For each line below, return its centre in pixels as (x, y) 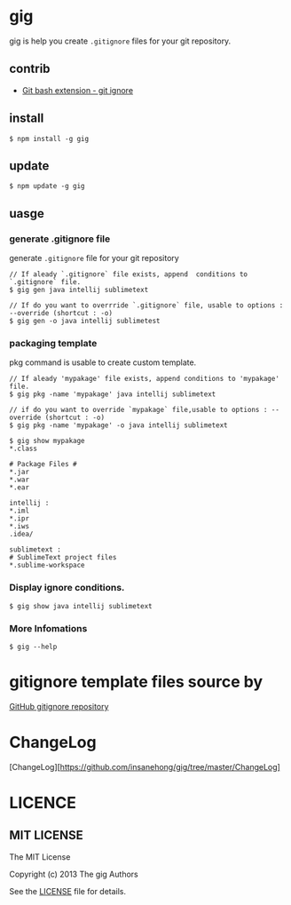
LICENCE (43, 803)
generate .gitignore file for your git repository (94, 258)
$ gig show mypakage (47, 441)
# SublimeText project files (63, 558)
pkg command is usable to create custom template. (103, 362)
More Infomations (48, 628)
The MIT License (40, 857)
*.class (24, 449)
